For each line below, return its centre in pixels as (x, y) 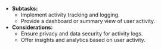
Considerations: (32, 27)
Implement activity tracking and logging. (70, 15)
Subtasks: (25, 9)
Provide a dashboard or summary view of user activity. (88, 21)
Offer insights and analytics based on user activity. (83, 40)
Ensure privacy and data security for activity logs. (82, 34)
